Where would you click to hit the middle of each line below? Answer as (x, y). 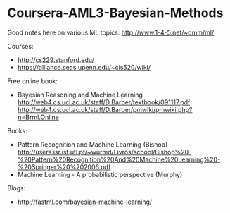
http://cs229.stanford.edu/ (56, 60)
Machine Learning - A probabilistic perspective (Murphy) (100, 174)
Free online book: (33, 81)
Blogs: (17, 188)
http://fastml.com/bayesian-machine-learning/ (85, 202)
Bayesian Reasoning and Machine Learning (80, 95)
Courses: (20, 46)
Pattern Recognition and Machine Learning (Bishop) (92, 144)
